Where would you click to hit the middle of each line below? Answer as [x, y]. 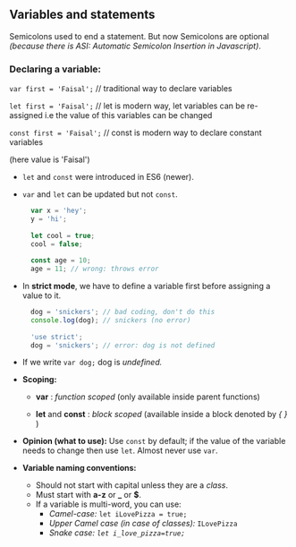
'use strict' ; [57, 337]
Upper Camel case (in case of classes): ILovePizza [143, 524]
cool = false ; [57, 244]
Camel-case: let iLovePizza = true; [118, 514]
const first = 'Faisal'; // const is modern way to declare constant [135, 132]
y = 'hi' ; [49, 218]
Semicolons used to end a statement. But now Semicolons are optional [140, 36]
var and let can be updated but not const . [100, 194]
